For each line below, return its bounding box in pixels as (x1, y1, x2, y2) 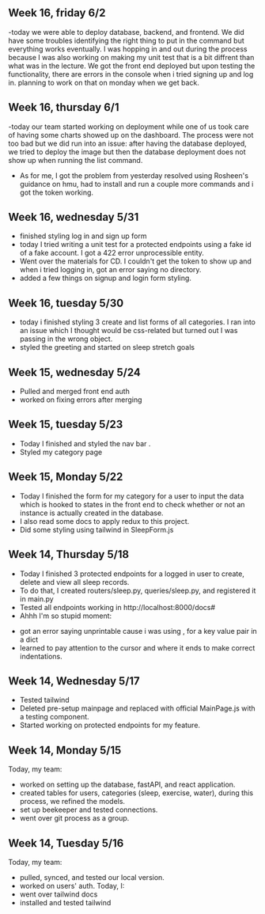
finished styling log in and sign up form (19, 231, 147, 241)
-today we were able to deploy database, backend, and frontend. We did (8, 27, 245, 36)
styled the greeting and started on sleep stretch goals (19, 343, 195, 352)
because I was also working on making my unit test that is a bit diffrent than (8, 52, 255, 62)
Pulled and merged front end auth (19, 387, 131, 396)
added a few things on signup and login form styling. (19, 273, 192, 283)
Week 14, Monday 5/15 (8, 743, 122, 757)
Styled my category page (19, 447, 103, 457)
